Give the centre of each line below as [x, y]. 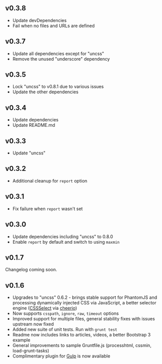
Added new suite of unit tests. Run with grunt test [65, 329]
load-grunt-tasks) [31, 351]
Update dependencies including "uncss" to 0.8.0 [63, 236]
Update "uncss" [29, 153]
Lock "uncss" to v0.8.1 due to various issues [58, 87]
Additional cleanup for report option [50, 180]
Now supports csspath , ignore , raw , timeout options [65, 313]
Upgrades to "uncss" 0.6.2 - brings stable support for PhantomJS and [85, 297]
